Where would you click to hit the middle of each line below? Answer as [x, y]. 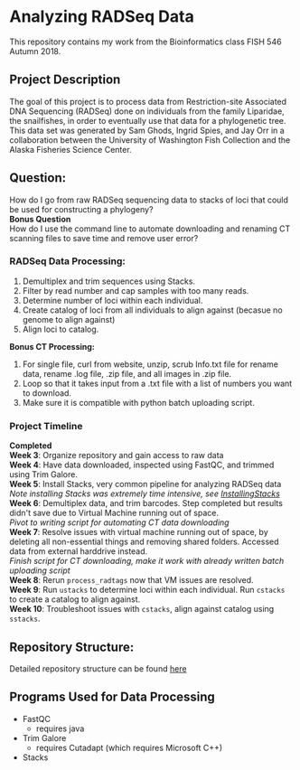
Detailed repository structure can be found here [98, 668]
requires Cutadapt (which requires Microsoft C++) [129, 747]
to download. [47, 393]
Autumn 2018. [35, 51]
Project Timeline [46, 426]
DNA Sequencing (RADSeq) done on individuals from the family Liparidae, [147, 111]
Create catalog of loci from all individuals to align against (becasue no [152, 310]
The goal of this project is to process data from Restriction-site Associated [148, 101]
